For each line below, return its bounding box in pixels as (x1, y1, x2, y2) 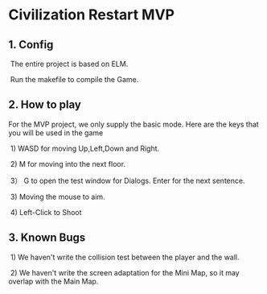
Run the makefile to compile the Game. (10, 75, 139, 84)
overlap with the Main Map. (8, 276, 99, 286)
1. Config (8, 38, 54, 52)
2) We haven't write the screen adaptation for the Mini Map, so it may (10, 267, 240, 277)
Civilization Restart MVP (8, 6, 175, 24)
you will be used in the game (8, 127, 104, 138)
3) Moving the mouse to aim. (10, 192, 106, 201)
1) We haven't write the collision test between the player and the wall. (10, 252, 240, 262)
